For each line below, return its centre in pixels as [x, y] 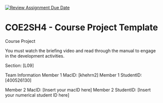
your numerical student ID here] [37, 95]
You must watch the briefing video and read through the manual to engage [81, 51]
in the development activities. [35, 56]
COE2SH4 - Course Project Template [81, 28]
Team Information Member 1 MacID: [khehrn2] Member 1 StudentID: [74, 75]
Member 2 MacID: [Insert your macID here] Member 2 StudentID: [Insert [78, 90]
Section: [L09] [20, 65]
